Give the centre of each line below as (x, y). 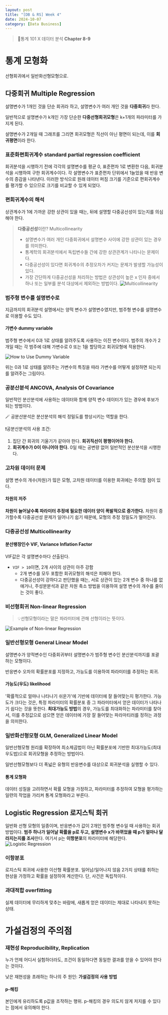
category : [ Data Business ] (33, 24)
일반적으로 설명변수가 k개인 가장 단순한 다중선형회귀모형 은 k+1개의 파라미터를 (81, 117)
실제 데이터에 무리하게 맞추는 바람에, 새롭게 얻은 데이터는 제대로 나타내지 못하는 (83, 902)
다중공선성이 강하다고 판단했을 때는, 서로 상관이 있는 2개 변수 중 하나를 (89, 580)
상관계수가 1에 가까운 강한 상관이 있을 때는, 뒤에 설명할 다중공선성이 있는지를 (80, 211)
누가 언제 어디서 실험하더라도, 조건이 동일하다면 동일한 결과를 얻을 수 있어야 (79, 960)
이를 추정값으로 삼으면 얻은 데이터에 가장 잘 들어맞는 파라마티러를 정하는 (82, 715)
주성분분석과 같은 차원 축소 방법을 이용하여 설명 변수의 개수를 (94, 586)
